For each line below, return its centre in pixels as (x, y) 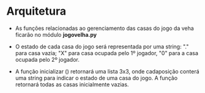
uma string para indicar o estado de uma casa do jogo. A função (96, 78)
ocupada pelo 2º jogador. (47, 59)
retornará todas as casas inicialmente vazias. (72, 84)
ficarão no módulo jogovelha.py (56, 34)
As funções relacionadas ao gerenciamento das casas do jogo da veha (104, 28)
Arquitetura (36, 11)
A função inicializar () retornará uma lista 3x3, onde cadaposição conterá (107, 71)
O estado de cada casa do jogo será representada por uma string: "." (102, 46)
